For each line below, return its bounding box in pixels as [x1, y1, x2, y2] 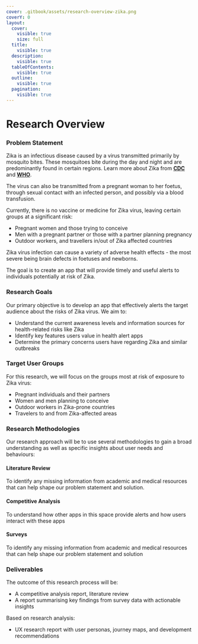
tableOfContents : [11, 64, 55, 70]
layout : [6, 20, 25, 26]
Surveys [6, 531, 28, 538]
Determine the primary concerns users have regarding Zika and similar [14, 338, 188, 345]
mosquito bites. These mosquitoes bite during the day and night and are [6, 158, 182, 165]
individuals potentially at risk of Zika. [6, 273, 96, 280]
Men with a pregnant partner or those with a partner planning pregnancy [14, 231, 192, 238]
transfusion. [6, 195, 36, 202]
